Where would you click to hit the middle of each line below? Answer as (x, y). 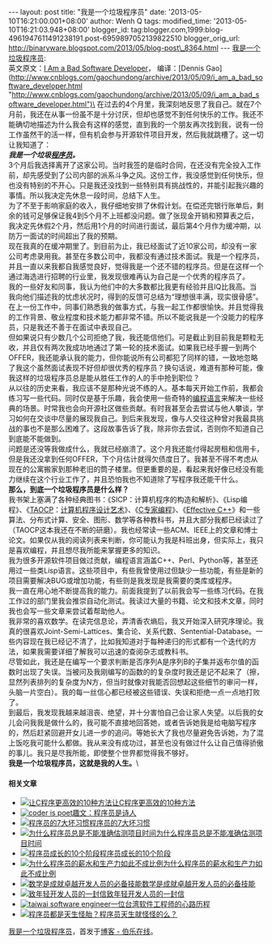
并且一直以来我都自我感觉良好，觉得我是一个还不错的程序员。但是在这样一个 (136, 266)
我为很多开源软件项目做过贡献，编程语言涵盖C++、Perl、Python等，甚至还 (134, 560)
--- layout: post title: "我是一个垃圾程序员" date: (88, 12)
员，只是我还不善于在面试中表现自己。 (72, 327)
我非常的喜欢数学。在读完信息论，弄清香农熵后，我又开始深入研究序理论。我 (136, 621)
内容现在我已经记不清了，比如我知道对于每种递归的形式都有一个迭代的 (132, 641)
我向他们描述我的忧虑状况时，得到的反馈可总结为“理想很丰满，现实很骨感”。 (136, 297)
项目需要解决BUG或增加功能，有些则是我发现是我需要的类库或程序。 (123, 581)
